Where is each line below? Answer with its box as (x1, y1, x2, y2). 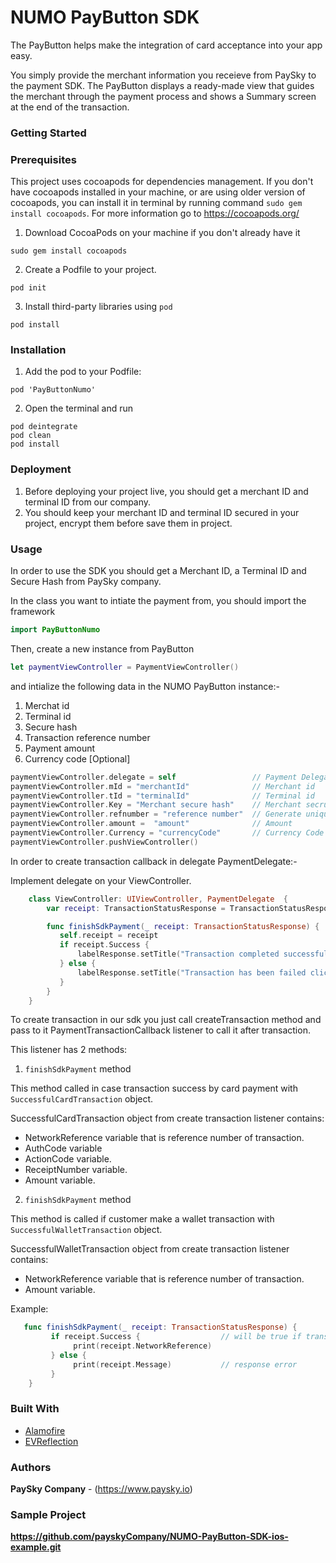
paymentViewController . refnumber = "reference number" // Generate (10, 809, 302, 820)
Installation (10, 343, 67, 357)
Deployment (10, 462, 72, 476)
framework (10, 606, 56, 618)
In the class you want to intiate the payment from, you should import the (10, 595, 307, 607)
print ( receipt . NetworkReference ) (73, 1341, 213, 1351)
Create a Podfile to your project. (24, 264, 157, 276)
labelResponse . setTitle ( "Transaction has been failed (77, 967, 307, 978)
